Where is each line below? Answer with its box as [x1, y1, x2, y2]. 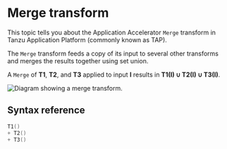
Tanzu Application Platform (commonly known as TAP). [7, 35, 167, 44]
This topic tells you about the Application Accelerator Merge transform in [7, 28, 216, 37]
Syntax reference [7, 104, 86, 117]
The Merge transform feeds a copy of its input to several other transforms [7, 49, 219, 58]
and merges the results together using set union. [7, 56, 149, 65]
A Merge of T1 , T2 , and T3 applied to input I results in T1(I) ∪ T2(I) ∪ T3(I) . [7, 70, 221, 79]
